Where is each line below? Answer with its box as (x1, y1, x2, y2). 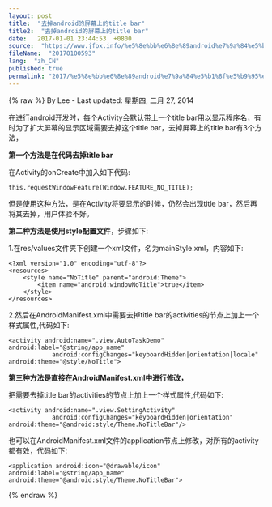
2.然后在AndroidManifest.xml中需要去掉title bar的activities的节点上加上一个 (8, 309, 260, 320)
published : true (8, 65, 63, 73)
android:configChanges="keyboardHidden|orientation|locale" (51, 350, 259, 359)
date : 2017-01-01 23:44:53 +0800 (8, 34, 132, 43)
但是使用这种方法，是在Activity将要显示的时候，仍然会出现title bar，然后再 (8, 198, 257, 208)
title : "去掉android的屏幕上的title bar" (8, 19, 146, 28)
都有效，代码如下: (8, 445, 68, 455)
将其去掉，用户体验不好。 (8, 208, 94, 219)
